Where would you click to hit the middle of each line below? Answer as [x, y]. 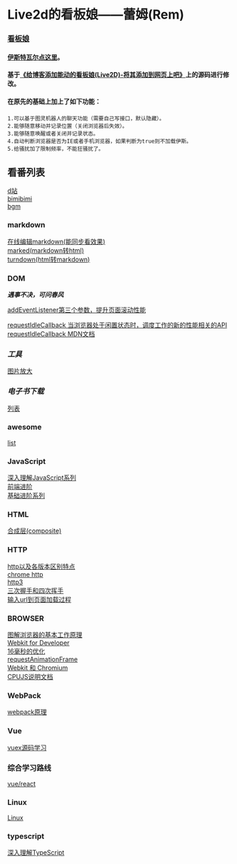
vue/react [22, 783]
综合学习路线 [30, 768]
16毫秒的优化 [26, 651]
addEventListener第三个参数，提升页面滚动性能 [77, 310]
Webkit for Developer [38, 643]
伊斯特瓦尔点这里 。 [36, 57]
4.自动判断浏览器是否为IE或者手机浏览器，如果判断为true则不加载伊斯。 [100, 141]
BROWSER [26, 618]
